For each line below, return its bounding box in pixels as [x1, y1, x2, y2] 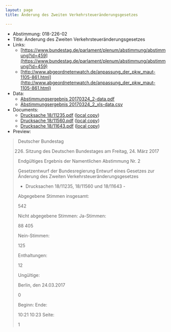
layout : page [5, 7, 33, 13]
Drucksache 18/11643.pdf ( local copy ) [20, 123, 100, 129]
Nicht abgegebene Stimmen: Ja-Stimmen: [17, 213, 106, 219]
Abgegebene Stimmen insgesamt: [17, 193, 89, 199]
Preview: [12, 128, 32, 134]
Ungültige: [17, 272, 40, 278]
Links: [12, 41, 26, 47]
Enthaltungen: [17, 252, 47, 258]
